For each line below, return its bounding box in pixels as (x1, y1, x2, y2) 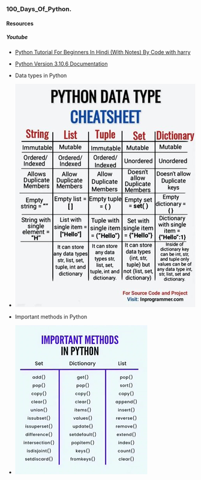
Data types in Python (14, 72, 67, 79)
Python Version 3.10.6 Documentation (14, 60, 108, 67)
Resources (6, 20, 34, 27)
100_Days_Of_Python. (6, 5, 72, 13)
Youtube (6, 34, 28, 41)
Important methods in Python (14, 313, 88, 320)
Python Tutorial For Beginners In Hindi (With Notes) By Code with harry (14, 49, 191, 56)
